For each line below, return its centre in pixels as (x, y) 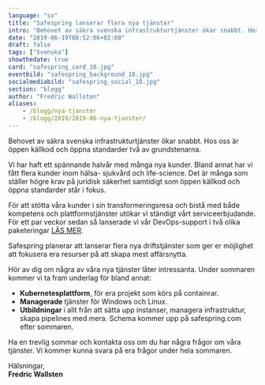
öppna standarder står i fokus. (57, 190)
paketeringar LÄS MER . (46, 230)
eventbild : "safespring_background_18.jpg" (81, 74)
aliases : (22, 104)
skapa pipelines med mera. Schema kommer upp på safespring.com (131, 318)
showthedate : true (38, 60)
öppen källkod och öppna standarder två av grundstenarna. (105, 149)
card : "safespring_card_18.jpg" (61, 67)
